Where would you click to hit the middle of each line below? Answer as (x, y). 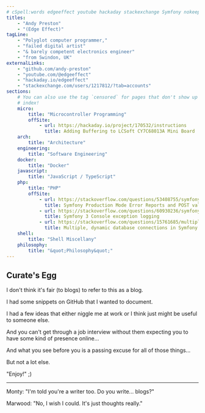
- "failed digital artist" (52, 46)
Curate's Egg (31, 275)
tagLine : (17, 35)
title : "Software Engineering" (68, 154)
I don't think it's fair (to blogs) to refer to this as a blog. (75, 290)
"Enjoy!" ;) (19, 374)
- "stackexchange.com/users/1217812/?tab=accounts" (84, 86)
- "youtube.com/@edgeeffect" (54, 75)
